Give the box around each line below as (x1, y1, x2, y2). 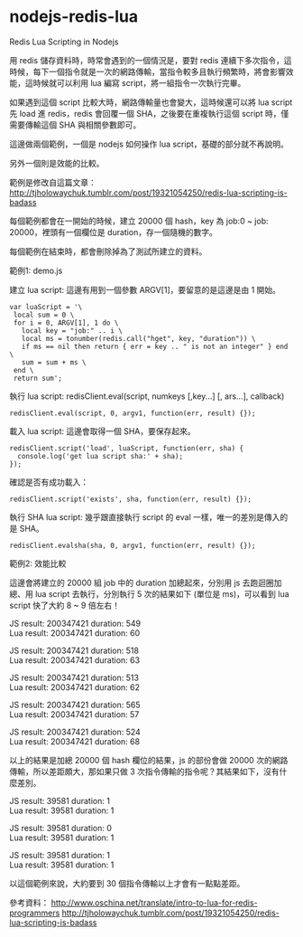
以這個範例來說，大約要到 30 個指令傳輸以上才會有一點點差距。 (9, 877, 245, 888)
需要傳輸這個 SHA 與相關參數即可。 (9, 119, 142, 130)
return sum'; (13, 374, 63, 383)
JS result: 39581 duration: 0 (9, 822, 113, 833)
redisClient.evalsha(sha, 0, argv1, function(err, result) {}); (9, 541, 256, 550)
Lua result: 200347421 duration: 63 (9, 654, 141, 666)
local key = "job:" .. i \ (21, 326, 124, 336)
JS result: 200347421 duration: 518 (9, 645, 140, 656)
